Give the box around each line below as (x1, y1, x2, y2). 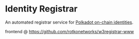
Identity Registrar (5, 3, 78, 14)
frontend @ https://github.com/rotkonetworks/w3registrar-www (5, 28, 134, 34)
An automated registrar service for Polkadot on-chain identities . (5, 19, 134, 25)
